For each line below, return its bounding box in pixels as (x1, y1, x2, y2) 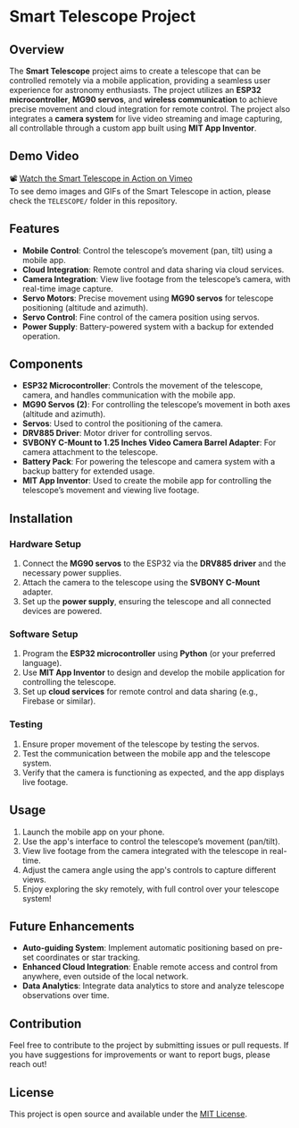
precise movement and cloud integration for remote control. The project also (9, 104, 291, 114)
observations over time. (21, 990, 110, 1001)
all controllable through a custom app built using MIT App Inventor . (9, 123, 257, 133)
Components (9, 356, 83, 372)
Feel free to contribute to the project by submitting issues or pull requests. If (9, 1040, 289, 1051)
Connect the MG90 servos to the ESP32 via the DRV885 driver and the (21, 558, 287, 569)
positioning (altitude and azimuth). (21, 302, 149, 312)
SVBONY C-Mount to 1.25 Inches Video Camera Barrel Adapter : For (21, 437, 277, 449)
